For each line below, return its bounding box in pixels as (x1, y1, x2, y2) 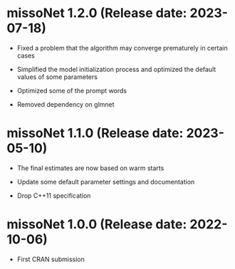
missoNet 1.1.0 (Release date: (6, 125, 184, 142)
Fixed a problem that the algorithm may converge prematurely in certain (16, 43, 229, 52)
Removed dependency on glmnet (16, 100, 115, 108)
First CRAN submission (16, 255, 85, 263)
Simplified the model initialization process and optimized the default (16, 65, 216, 73)
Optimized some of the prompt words (16, 86, 127, 95)
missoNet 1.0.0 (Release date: (6, 216, 187, 233)
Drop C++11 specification (16, 191, 91, 200)
